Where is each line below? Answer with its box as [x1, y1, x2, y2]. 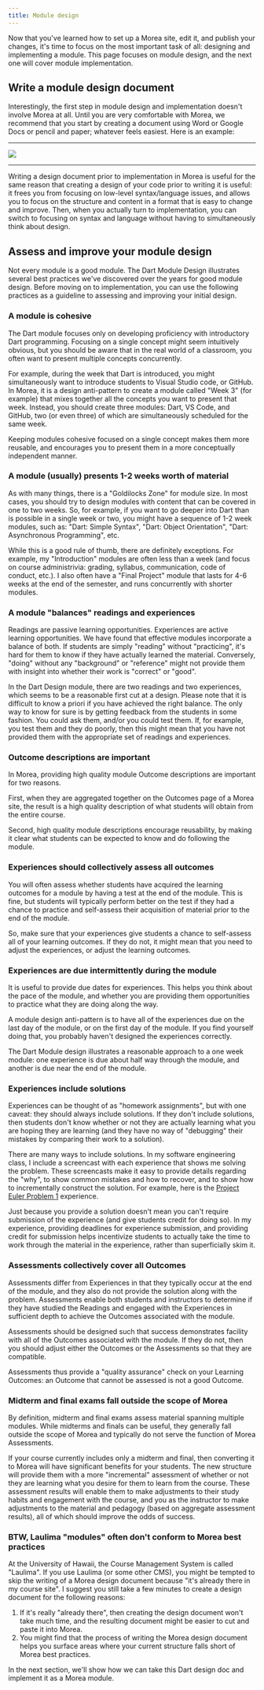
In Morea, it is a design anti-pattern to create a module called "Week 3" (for [8, 385, 252, 395]
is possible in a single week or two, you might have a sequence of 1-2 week [8, 513, 253, 523]
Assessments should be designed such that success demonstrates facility [8, 1326, 248, 1336]
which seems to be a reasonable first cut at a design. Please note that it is [8, 691, 247, 700]
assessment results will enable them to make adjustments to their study [8, 1486, 240, 1496]
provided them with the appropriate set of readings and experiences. [8, 732, 231, 742]
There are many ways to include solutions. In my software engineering [8, 1150, 236, 1159]
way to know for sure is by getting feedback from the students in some [8, 707, 237, 717]
